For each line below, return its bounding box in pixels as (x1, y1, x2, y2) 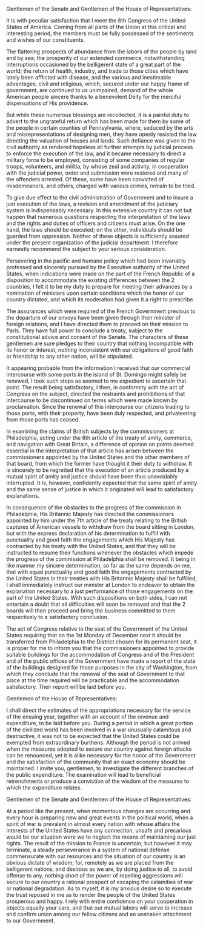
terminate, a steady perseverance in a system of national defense (6, 846, 170, 853)
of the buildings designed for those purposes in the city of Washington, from (6, 664, 198, 671)
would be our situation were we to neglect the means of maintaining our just (6, 833, 196, 840)
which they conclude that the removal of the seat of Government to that (6, 670, 185, 677)
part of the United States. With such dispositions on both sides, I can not (6, 594, 188, 601)
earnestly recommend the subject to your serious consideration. (6, 246, 167, 252)
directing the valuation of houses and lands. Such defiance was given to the (6, 137, 196, 144)
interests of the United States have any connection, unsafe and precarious (6, 827, 192, 834)
